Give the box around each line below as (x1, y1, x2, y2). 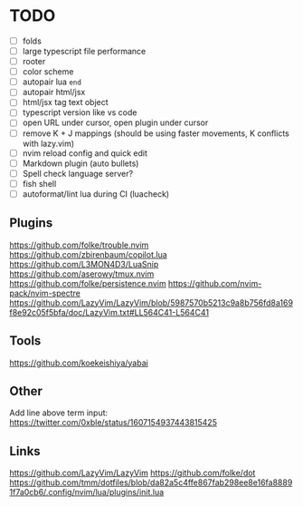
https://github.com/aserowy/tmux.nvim (9, 268, 155, 279)
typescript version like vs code (22, 107, 137, 118)
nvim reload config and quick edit (22, 147, 147, 159)
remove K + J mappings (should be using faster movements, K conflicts (22, 128, 289, 139)
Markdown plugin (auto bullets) (22, 158, 139, 169)
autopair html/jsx (22, 87, 86, 98)
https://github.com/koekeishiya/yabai (9, 357, 149, 368)
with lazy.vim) (22, 138, 75, 149)
